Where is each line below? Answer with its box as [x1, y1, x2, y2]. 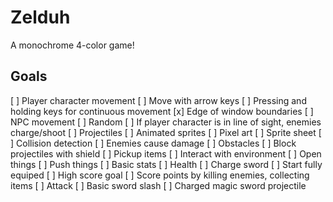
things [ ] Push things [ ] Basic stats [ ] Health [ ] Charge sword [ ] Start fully [10, 158, 323, 170]
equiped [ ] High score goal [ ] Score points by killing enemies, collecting [10, 169, 310, 181]
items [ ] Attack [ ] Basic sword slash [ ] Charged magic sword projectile [10, 179, 307, 191]
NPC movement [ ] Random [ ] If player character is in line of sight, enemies [10, 116, 322, 128]
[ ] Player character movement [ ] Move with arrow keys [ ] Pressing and [10, 94, 307, 106]
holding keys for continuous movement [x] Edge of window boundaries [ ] [10, 105, 314, 117]
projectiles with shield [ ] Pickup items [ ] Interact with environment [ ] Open [10, 147, 322, 160]
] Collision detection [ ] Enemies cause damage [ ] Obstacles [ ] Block [10, 137, 297, 149]
